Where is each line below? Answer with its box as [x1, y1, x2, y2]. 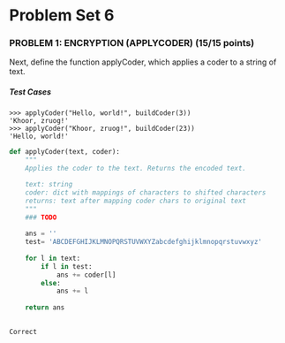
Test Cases [9, 87, 51, 97]
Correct [9, 327, 38, 336]
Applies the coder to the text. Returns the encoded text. [25, 164, 247, 173]
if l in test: [41, 262, 93, 271]
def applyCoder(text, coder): [9, 148, 121, 156]
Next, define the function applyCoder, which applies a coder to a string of [9, 57, 277, 67]
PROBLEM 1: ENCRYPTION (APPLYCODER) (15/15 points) [9, 37, 255, 50]
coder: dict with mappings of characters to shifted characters [25, 187, 266, 197]
